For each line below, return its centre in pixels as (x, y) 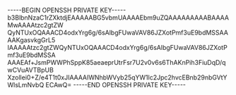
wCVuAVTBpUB (31, 70)
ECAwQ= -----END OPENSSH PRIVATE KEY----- (116, 85)
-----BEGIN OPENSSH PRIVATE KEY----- (67, 10)
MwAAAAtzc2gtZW (35, 25)
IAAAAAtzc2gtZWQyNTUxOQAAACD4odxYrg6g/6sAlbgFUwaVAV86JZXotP (117, 47)
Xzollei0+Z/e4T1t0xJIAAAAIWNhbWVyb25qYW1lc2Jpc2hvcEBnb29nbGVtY (117, 77)
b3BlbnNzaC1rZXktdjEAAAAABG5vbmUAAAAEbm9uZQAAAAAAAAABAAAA (118, 18)
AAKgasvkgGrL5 (31, 40)
